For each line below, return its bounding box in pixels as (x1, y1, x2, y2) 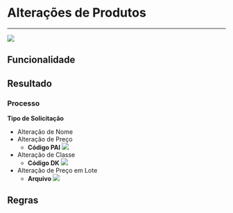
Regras (7, 194, 39, 206)
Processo (7, 99, 40, 108)
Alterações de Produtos (7, 5, 147, 21)
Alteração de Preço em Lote (17, 167, 98, 175)
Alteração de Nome (17, 128, 74, 136)
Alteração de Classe (17, 151, 76, 159)
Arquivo (27, 175, 52, 183)
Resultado (7, 78, 52, 90)
